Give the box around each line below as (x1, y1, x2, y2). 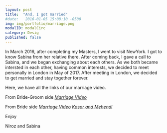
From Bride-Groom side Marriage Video (5, 94, 87, 100)
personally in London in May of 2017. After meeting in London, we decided (5, 69, 158, 75)
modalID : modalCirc (5, 26, 46, 31)
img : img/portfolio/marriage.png (5, 21, 75, 26)
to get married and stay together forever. (5, 75, 89, 81)
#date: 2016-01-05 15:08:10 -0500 (5, 16, 81, 21)
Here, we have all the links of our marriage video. (5, 84, 106, 90)
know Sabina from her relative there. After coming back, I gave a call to (5, 54, 151, 60)
